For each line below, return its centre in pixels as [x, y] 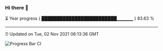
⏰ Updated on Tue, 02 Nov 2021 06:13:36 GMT [52, 34]
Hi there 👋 [17, 8]
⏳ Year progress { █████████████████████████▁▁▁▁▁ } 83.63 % [80, 18]
